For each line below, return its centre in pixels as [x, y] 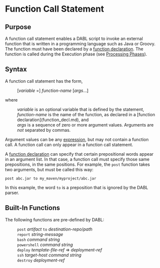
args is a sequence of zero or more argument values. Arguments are [85, 125]
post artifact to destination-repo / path [55, 229]
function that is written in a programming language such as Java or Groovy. [80, 44]
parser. [12, 193]
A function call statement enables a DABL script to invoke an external [74, 38]
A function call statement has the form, [44, 81]
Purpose [18, 27]
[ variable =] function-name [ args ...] [53, 90]
